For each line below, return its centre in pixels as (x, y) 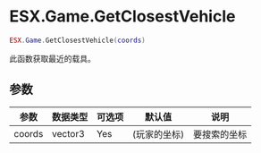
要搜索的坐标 (220, 134)
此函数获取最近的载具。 (52, 58)
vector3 (68, 133)
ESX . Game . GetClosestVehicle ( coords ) (77, 40)
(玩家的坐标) (159, 134)
